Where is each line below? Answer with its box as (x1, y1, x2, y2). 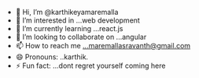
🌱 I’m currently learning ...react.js (15, 24, 123, 33)
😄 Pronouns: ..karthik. (15, 52, 89, 62)
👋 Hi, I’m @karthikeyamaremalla (15, 8, 119, 16)
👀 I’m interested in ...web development (15, 16, 140, 25)
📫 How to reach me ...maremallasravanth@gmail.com (15, 41, 191, 50)
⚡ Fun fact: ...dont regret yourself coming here (15, 61, 166, 70)
